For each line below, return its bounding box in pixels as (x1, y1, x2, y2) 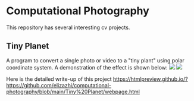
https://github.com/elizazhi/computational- (6, 81, 112, 89)
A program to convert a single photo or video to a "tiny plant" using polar (6, 56, 184, 64)
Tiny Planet (6, 41, 49, 51)
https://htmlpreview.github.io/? (112, 75, 189, 83)
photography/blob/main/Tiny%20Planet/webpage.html (6, 88, 140, 95)
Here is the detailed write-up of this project (6, 75, 112, 83)
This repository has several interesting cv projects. (6, 24, 130, 31)
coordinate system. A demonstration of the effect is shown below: (6, 64, 168, 71)
